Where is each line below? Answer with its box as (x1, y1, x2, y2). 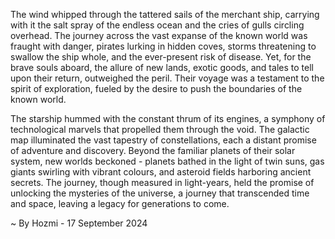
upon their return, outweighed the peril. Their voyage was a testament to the (10, 72, 325, 84)
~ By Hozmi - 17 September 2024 (10, 217, 148, 229)
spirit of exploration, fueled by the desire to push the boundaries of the (10, 83, 303, 94)
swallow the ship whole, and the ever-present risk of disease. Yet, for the (10, 51, 312, 63)
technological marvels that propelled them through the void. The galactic (10, 124, 310, 135)
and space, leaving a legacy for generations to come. (10, 198, 230, 209)
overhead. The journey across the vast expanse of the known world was (10, 30, 308, 41)
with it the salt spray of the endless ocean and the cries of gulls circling (10, 19, 305, 31)
